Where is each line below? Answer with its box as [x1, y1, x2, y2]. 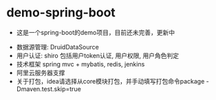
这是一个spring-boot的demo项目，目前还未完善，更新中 [16, 28, 175, 36]
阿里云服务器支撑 [16, 68, 65, 77]
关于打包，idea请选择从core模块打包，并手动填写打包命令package [16, 77, 205, 85]
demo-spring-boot [6, 5, 116, 21]
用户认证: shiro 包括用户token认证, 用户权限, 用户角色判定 [16, 51, 180, 60]
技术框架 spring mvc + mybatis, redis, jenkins [16, 60, 145, 68]
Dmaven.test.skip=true [16, 84, 82, 93]
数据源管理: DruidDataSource [16, 42, 99, 51]
